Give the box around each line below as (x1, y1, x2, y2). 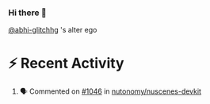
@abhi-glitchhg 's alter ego (8, 25, 97, 35)
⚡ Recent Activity (8, 55, 124, 72)
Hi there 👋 (8, 7, 48, 18)
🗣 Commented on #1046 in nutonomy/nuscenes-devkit (19, 87, 202, 96)
